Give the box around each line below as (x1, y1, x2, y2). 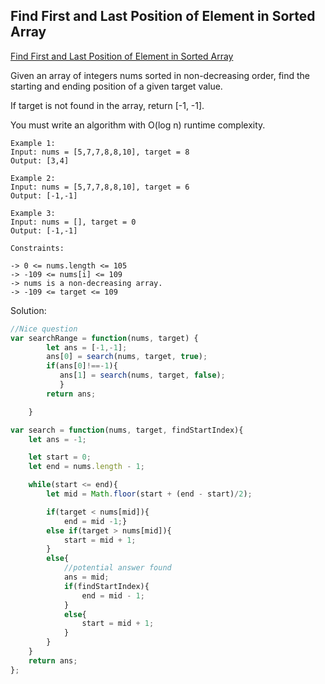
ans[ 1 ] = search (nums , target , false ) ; (59, 370, 226, 381)
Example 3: (10, 208, 56, 218)
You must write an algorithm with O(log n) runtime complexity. (10, 119, 266, 131)
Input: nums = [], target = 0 (10, 217, 137, 227)
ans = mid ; (63, 572, 110, 583)
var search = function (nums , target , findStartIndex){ (10, 425, 244, 435)
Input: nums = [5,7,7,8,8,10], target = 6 (10, 182, 190, 192)
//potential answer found (63, 563, 172, 573)
